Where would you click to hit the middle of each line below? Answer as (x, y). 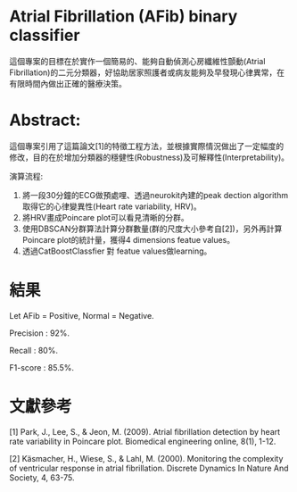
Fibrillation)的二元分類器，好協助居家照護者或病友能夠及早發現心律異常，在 (147, 72)
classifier (45, 35)
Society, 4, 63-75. (42, 477)
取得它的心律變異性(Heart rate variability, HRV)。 (112, 206)
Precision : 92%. (39, 333)
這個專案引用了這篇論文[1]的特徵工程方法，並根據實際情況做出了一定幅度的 (146, 146)
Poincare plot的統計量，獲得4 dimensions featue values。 (128, 239)
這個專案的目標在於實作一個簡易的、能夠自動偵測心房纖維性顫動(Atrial (137, 61)
